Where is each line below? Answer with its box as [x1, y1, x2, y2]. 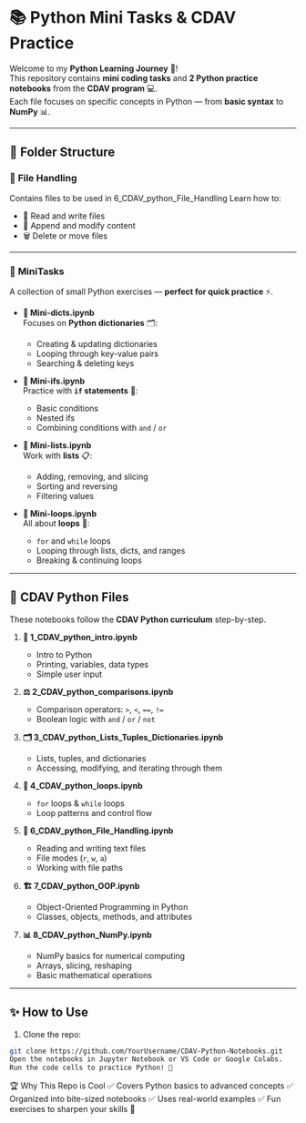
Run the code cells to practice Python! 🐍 [9, 1063, 173, 1073]
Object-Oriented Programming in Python [36, 901, 189, 912]
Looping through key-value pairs [36, 348, 159, 359]
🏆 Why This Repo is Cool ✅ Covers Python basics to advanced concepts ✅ [9, 1080, 294, 1091]
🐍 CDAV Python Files [9, 589, 129, 606]
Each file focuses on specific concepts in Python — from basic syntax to [9, 96, 284, 107]
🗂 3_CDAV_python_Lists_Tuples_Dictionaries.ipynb [22, 731, 224, 742]
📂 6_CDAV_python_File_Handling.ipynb [22, 825, 174, 836]
